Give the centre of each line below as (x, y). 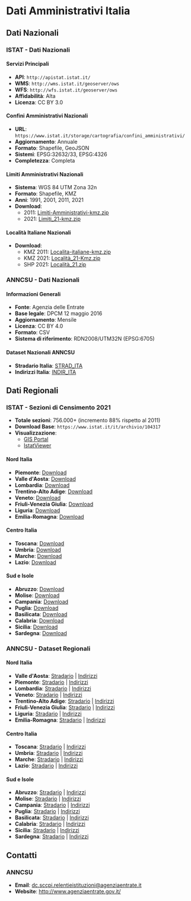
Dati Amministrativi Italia (68, 11)
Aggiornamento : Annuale (46, 141)
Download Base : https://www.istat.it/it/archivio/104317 (88, 427)
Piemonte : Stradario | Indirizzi (51, 682)
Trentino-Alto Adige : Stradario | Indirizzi (64, 701)
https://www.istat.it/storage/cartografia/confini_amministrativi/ (100, 136)
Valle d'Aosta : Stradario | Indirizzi (56, 676)
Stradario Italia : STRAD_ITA (49, 366)
